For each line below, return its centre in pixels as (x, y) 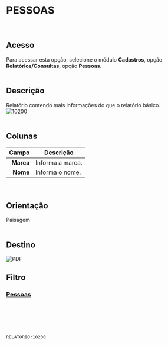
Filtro (16, 278)
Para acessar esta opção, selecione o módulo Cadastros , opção (84, 59)
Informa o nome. (58, 172)
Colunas (22, 136)
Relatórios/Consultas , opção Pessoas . (54, 66)
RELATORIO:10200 (26, 337)
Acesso (20, 45)
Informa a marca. (59, 163)
